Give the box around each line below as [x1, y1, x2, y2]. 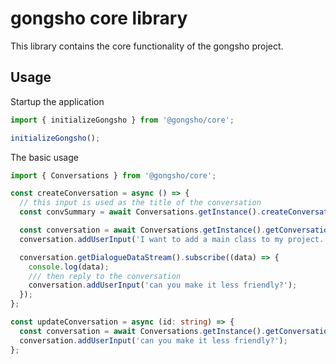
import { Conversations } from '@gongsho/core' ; [10, 170, 217, 181]
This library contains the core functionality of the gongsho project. [10, 40, 284, 52]
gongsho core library [10, 7, 188, 30]
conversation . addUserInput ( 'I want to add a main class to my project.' [19, 234, 329, 244]
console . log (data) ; [28, 262, 110, 272]
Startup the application [10, 95, 105, 107]
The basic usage [10, 151, 79, 163]
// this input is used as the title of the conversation [19, 198, 262, 208]
